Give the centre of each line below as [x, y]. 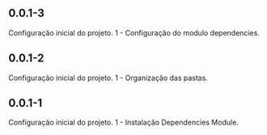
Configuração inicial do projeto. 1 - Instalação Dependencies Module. [123, 122]
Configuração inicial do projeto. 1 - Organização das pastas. [108, 78]
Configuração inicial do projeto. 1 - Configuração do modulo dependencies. [134, 32]
